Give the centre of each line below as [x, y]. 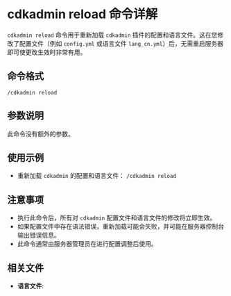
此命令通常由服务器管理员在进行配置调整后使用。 [87, 244]
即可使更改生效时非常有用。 [47, 52]
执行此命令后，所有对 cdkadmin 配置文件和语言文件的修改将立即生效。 [117, 218]
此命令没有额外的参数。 [41, 133]
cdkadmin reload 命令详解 [83, 14]
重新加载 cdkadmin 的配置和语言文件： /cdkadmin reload [97, 176]
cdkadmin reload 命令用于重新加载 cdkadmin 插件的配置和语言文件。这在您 [112, 35]
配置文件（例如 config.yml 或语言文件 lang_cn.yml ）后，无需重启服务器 [121, 43]
